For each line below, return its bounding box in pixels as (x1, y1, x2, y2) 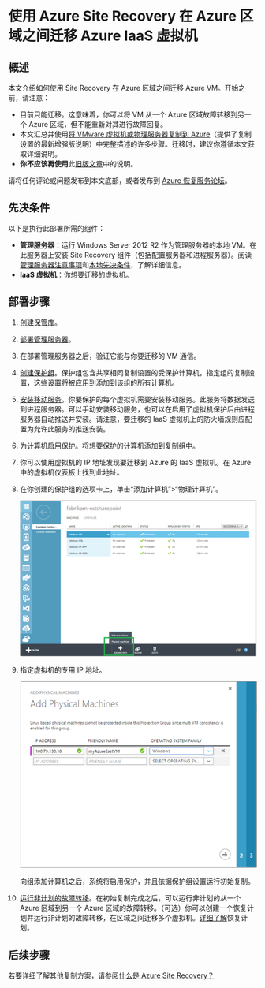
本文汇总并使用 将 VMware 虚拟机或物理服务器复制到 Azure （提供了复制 (19, 129, 252, 139)
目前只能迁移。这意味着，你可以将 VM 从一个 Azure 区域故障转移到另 (19, 110, 244, 119)
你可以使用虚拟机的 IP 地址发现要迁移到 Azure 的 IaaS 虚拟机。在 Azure (19, 457, 252, 467)
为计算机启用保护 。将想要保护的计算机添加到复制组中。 (19, 441, 200, 450)
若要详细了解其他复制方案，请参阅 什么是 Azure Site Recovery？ (8, 971, 215, 980)
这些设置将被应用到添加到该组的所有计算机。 (33, 378, 179, 387)
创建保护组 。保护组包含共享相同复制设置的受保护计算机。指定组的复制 (19, 367, 248, 377)
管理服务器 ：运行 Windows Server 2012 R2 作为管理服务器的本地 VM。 (19, 240, 250, 249)
